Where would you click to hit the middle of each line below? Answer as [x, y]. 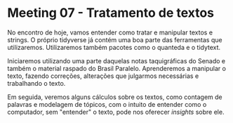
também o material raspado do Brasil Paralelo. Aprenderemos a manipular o [117, 68]
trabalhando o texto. [36, 83]
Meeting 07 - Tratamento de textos [111, 13]
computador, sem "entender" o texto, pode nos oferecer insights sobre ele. [116, 112]
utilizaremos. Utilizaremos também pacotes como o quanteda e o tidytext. [114, 47]
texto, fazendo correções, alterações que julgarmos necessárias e [103, 76]
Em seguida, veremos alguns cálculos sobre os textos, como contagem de [115, 97]
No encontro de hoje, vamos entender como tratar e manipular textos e [110, 32]
